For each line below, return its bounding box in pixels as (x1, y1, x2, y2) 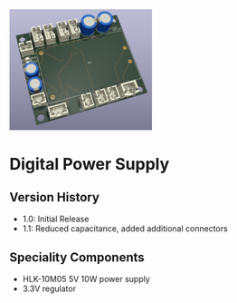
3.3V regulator (22, 283, 77, 294)
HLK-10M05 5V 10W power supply (22, 274, 151, 285)
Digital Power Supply (9, 153, 170, 174)
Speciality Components (9, 249, 145, 265)
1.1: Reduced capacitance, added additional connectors (22, 223, 228, 234)
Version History (9, 190, 100, 205)
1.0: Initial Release (22, 213, 90, 225)
